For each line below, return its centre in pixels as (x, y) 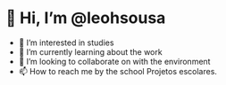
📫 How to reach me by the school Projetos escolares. (118, 71)
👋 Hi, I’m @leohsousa (86, 18)
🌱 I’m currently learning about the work (91, 51)
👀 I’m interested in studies (66, 42)
